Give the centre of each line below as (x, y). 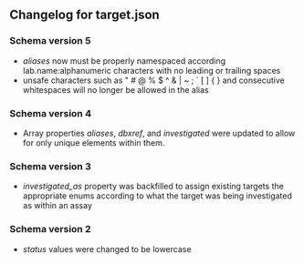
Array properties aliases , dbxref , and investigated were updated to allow (159, 133)
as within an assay (58, 206)
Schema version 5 (50, 41)
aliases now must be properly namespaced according (124, 61)
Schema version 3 (50, 166)
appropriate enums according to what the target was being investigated (157, 196)
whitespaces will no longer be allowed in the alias (115, 89)
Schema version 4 (51, 113)
